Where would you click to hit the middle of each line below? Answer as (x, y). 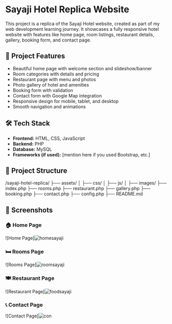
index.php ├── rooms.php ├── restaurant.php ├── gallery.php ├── (78, 189)
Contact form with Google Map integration (57, 95)
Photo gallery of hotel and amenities (51, 85)
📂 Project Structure (36, 170)
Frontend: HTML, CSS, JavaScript (49, 138)
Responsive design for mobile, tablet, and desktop (66, 101)
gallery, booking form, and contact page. (48, 40)
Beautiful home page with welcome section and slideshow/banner (82, 68)
